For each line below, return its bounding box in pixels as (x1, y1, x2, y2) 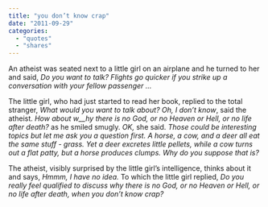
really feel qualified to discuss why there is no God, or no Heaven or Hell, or (8, 180, 260, 190)
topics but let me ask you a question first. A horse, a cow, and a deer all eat (8, 130, 260, 141)
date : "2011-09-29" (8, 19, 74, 27)
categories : (8, 27, 48, 35)
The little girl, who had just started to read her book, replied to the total (8, 97, 243, 106)
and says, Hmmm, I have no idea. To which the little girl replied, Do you (8, 172, 245, 182)
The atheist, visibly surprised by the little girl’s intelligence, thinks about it (8, 164, 252, 173)
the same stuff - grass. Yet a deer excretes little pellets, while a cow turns (8, 139, 254, 149)
